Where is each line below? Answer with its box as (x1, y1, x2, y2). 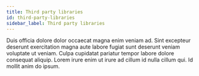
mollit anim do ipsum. (6, 63, 60, 70)
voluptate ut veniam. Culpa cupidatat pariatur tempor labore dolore (6, 50, 175, 57)
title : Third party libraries (6, 9, 84, 15)
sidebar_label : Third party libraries (6, 20, 105, 26)
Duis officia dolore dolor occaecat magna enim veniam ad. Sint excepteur (6, 37, 191, 44)
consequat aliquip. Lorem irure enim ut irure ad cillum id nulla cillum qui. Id (6, 56, 194, 64)
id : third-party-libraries (6, 15, 75, 21)
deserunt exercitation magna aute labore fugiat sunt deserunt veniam (6, 43, 180, 50)
